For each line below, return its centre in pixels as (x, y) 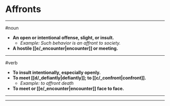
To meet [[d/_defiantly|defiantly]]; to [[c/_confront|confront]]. (79, 78)
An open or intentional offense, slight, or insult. (63, 37)
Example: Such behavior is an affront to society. (70, 43)
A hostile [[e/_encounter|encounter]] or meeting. (65, 48)
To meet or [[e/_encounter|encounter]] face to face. (68, 88)
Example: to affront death (47, 83)
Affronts (23, 9)
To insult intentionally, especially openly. (57, 72)
